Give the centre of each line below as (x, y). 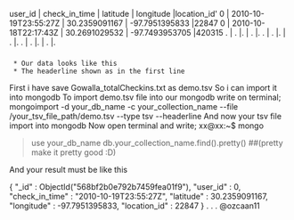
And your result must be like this (68, 169)
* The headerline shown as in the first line (99, 71)
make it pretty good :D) (73, 152)
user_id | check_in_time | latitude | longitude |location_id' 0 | (119, 14)
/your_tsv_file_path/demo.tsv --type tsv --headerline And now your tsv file (146, 116)
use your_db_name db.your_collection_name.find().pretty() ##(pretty (157, 143)
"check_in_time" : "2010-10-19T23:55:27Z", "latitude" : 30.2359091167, (139, 196)
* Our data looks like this (65, 63)
